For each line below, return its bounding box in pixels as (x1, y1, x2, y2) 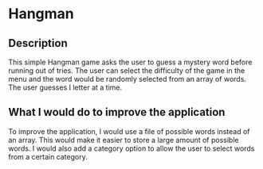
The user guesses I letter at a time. (8, 83, 122, 92)
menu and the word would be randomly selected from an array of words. (8, 75, 247, 83)
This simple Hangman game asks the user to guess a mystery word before (8, 57, 253, 67)
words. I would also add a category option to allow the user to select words (8, 144, 255, 153)
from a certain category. (8, 152, 88, 161)
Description (8, 36, 68, 50)
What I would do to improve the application (8, 106, 226, 119)
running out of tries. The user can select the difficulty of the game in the (8, 66, 245, 75)
